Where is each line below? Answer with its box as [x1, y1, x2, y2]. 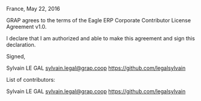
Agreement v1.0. [6, 23, 47, 30]
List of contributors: [6, 76, 56, 83]
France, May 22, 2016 [6, 5, 60, 12]
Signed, [6, 53, 25, 60]
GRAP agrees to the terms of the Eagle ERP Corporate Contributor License [6, 17, 191, 23]
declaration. [6, 41, 36, 48]
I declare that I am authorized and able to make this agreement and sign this [6, 35, 195, 41]
